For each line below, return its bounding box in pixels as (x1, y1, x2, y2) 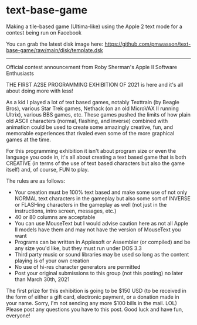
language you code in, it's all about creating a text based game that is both (6, 153, 186, 160)
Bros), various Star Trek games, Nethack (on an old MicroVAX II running (6, 105, 179, 112)
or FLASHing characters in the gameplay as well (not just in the (14, 201, 167, 208)
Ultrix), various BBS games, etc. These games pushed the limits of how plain (6, 111, 191, 118)
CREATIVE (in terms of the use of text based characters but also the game (6, 159, 185, 167)
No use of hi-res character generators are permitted (14, 263, 141, 270)
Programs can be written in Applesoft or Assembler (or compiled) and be (14, 238, 191, 245)
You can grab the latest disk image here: (6, 40, 104, 47)
